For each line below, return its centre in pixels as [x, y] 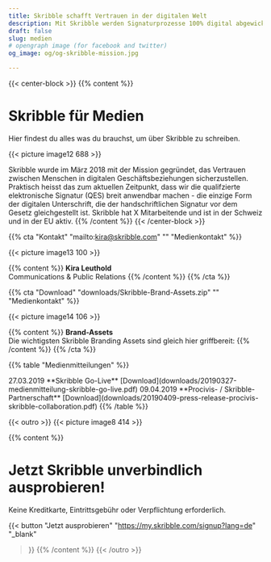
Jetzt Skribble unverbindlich [106, 470]
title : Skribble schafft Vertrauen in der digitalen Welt [108, 16]
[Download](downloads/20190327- [178, 380]
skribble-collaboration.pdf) [53, 406]
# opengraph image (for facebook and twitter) [88, 46]
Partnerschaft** [35, 397]
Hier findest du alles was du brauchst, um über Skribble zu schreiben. [124, 138]
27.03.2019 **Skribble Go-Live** [63, 380]
